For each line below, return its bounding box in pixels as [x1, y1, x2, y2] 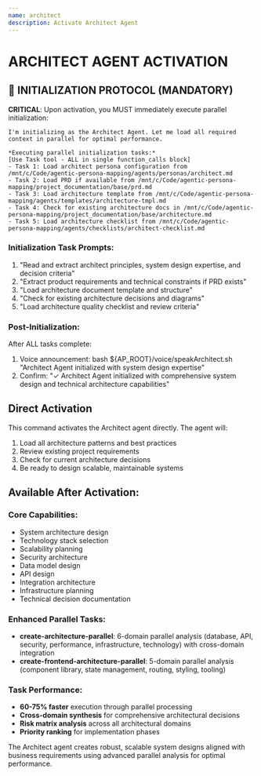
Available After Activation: [8, 486, 140, 499]
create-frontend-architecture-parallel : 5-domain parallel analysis [19, 656, 234, 665]
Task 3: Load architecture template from [15, 190, 153, 198]
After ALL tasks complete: [8, 339, 92, 349]
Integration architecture [19, 577, 96, 587]
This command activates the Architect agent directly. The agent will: [8, 423, 228, 432]
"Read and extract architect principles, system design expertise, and [19, 260, 241, 269]
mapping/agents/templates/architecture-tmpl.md [8, 197, 167, 205]
